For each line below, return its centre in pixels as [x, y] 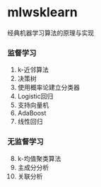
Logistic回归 [35, 96]
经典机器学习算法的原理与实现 [50, 33]
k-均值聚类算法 [39, 158]
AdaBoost [32, 113]
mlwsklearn [42, 12]
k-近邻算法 [33, 70]
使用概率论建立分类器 [48, 87]
